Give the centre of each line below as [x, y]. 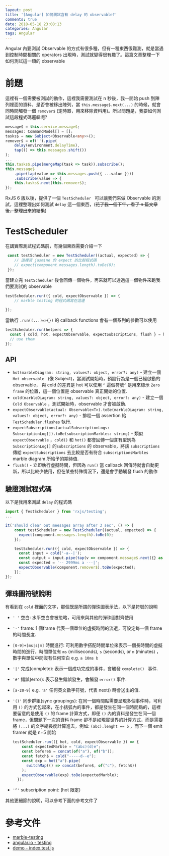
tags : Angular [20, 33]
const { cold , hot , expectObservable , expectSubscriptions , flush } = [85, 334]
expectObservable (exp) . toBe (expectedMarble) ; [70, 775]
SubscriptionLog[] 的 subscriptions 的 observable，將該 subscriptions [86, 446]
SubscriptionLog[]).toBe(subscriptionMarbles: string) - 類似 [78, 434]
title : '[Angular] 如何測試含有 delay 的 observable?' [61, 15]
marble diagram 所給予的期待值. [46, 459]
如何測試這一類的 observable [35, 61]
